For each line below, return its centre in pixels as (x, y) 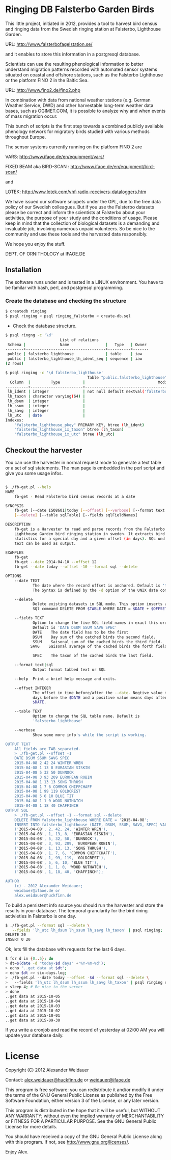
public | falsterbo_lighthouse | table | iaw (75, 354)
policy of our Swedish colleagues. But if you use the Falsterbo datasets (80, 207)
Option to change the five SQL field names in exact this (95, 623)
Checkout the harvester (44, 450)
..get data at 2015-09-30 (33, 1020)
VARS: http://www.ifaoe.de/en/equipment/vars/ (55, 156)
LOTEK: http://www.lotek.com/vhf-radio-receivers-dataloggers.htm (76, 192)
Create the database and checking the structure (66, 301)
